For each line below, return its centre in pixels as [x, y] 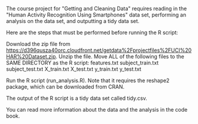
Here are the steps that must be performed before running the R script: [92, 32]
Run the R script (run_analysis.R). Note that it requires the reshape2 [88, 80]
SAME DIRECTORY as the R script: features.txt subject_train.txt [82, 63]
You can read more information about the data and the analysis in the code [97, 110]
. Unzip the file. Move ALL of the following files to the [120, 56]
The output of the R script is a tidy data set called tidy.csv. [77, 98]
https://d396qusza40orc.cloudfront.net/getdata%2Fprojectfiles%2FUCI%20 [99, 50]
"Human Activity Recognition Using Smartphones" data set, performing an [96, 15]
